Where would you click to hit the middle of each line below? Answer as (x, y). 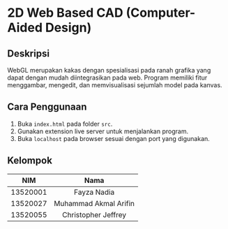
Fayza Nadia (94, 192)
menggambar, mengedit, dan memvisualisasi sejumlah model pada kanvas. (115, 85)
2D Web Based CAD (65, 13)
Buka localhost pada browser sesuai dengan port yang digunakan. (114, 138)
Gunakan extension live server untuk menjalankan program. (103, 131)
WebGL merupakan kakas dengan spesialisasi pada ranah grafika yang (109, 70)
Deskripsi (29, 53)
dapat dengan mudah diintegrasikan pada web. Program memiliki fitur (107, 77)
